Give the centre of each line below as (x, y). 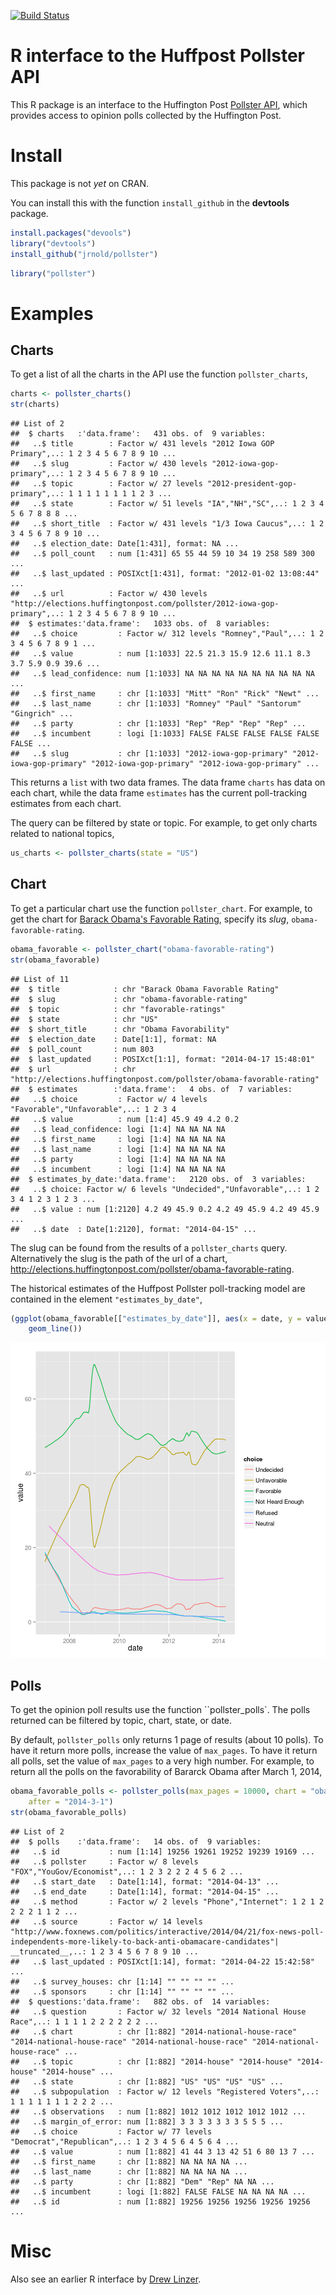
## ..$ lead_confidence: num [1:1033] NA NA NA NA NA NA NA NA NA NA (162, 674)
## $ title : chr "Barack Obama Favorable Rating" (145, 989)
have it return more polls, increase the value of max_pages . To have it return (164, 1751)
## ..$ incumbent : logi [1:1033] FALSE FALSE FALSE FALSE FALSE (165, 734)
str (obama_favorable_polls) (69, 1812)
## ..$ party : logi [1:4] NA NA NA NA (118, 1159)
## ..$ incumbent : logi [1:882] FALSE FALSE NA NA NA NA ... (158, 2191)
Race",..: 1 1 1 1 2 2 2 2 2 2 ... (84, 2021)
